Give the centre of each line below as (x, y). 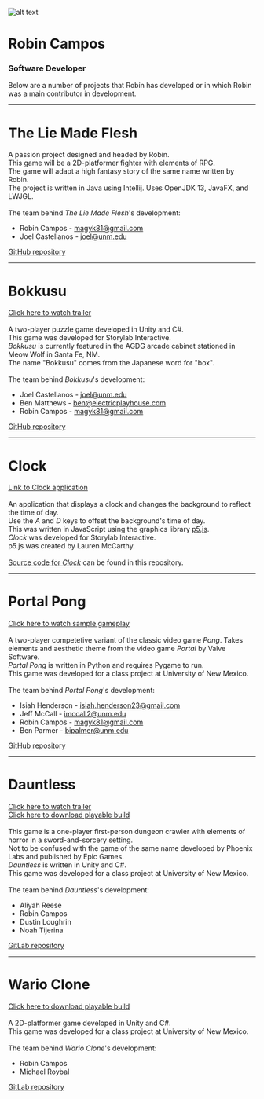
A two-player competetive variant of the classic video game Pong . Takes (126, 640)
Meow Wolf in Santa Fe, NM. (54, 354)
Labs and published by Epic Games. (66, 857)
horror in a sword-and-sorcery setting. (71, 840)
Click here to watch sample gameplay (69, 624)
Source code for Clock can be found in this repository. (96, 562)
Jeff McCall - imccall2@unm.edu (73, 714)
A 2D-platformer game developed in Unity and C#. (90, 1023)
